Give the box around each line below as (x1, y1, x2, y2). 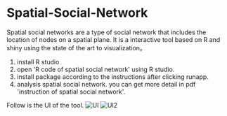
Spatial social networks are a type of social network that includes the (6, 28, 207, 36)
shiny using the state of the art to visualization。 (6, 43, 147, 52)
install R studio (16, 57, 60, 66)
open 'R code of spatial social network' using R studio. (16, 65, 175, 73)
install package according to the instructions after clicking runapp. (16, 72, 209, 81)
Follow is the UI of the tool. (6, 101, 84, 109)
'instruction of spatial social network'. (16, 87, 126, 96)
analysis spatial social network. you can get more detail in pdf (16, 80, 196, 88)
